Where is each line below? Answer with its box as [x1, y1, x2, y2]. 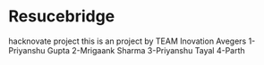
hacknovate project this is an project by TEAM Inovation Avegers [8, 36, 247, 46]
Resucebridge [8, 6, 115, 27]
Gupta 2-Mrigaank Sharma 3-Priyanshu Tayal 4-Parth [47, 45, 245, 55]
